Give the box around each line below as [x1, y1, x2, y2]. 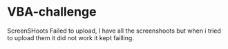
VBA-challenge [7, 4, 97, 20]
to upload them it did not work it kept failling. [7, 33, 135, 42]
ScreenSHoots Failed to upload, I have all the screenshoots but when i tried [7, 27, 221, 35]
